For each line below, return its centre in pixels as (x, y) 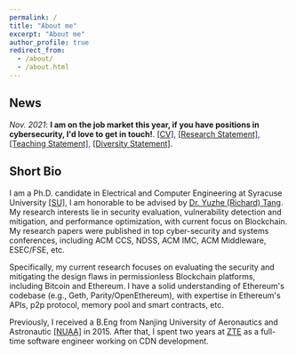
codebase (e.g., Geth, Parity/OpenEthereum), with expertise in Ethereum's (145, 295)
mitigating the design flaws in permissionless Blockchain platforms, (132, 276)
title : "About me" (43, 26)
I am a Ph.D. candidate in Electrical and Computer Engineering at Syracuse (146, 193)
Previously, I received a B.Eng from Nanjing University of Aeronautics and (144, 322)
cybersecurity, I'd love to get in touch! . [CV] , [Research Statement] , (135, 133)
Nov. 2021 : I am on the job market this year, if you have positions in (134, 125)
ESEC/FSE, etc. (37, 249)
